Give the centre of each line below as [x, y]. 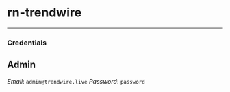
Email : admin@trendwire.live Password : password [76, 81]
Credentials [27, 43]
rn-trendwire [44, 13]
